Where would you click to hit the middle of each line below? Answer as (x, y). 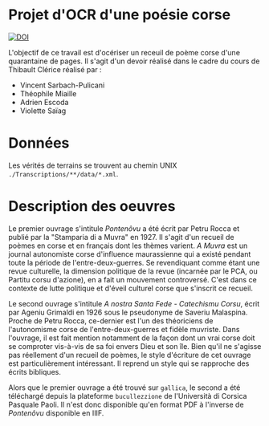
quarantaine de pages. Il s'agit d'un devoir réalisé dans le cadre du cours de (134, 61)
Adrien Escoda (44, 102)
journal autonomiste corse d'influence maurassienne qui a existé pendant (130, 254)
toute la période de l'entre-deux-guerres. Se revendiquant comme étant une (134, 262)
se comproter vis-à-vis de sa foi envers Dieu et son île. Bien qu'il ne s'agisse (135, 346)
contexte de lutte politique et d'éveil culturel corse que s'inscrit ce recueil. (131, 288)
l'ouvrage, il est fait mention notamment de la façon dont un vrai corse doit (132, 338)
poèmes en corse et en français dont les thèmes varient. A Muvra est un (128, 245)
